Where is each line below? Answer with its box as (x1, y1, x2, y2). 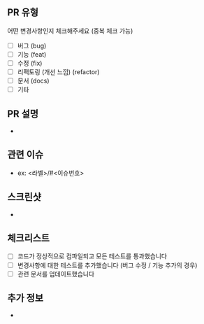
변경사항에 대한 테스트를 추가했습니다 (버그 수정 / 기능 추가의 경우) (17, 261, 198, 269)
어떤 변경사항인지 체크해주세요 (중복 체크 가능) (7, 27, 133, 35)
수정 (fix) (17, 59, 43, 67)
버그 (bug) (17, 41, 47, 50)
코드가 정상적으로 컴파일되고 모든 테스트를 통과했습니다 (17, 252, 168, 260)
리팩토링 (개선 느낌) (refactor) (17, 68, 100, 76)
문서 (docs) (17, 76, 50, 85)
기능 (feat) (17, 50, 47, 58)
